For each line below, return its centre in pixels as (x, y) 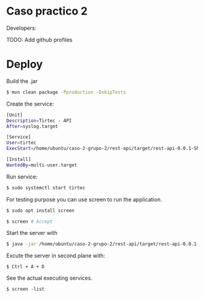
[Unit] (15, 115)
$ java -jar (21, 244)
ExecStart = (20, 149)
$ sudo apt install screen (40, 211)
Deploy (25, 64)
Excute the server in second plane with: (56, 256)
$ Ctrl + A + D (25, 267)
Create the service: (30, 104)
